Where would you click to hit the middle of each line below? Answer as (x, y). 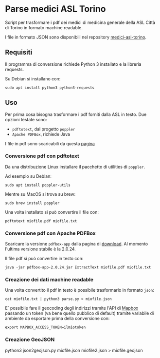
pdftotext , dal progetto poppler (44, 129)
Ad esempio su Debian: (28, 176)
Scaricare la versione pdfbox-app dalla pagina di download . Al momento (77, 244)
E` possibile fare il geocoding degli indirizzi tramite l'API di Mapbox (72, 308)
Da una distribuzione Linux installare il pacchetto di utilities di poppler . (75, 167)
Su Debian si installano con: (33, 78)
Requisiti (19, 52)
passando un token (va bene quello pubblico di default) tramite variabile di (80, 313)
